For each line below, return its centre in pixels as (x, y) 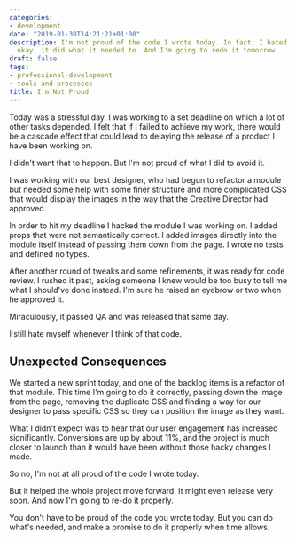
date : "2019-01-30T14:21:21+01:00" (75, 34)
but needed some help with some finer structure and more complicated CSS (148, 189)
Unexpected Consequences (88, 361)
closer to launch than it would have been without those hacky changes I (140, 447)
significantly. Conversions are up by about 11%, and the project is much (140, 438)
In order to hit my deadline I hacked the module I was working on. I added (143, 225)
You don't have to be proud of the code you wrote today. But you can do (141, 518)
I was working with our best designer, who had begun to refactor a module (145, 179)
